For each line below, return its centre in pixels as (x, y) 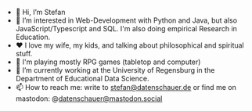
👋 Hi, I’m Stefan (40, 12)
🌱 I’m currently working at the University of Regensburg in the (115, 70)
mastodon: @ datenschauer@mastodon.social (89, 98)
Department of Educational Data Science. (82, 79)
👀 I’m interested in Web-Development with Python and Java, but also (126, 20)
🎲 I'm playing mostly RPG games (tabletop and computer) (108, 62)
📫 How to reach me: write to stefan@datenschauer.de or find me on (126, 87)
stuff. (24, 54)
